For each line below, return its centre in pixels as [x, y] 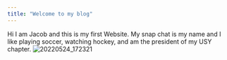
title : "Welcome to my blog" [50, 14]
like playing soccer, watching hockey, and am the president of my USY [110, 41]
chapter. [19, 49]
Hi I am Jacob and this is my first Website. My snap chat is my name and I [114, 34]
